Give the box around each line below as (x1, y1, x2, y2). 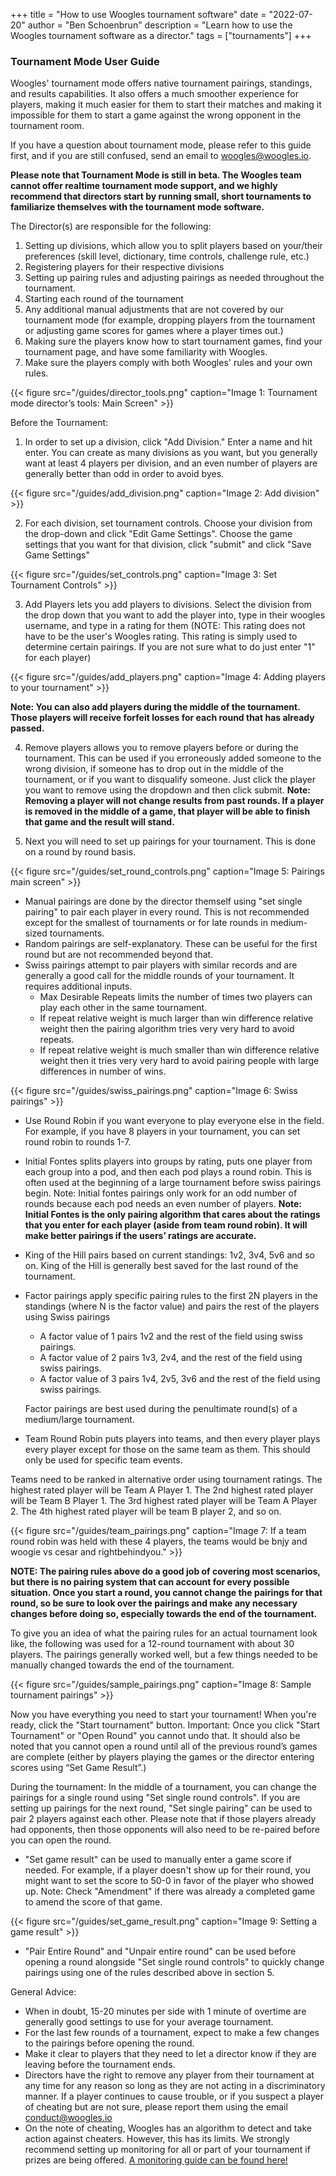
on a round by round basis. (24, 846, 137, 858)
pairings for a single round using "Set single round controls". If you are (10, 1792, 301, 1804)
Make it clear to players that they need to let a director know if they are (24, 2048, 317, 2060)
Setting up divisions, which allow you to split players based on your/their (24, 240, 323, 252)
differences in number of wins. (39, 1065, 167, 1078)
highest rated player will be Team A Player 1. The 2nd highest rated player (10, 1484, 314, 1496)
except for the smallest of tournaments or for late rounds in (24, 917, 268, 929)
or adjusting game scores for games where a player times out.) (24, 325, 284, 337)
